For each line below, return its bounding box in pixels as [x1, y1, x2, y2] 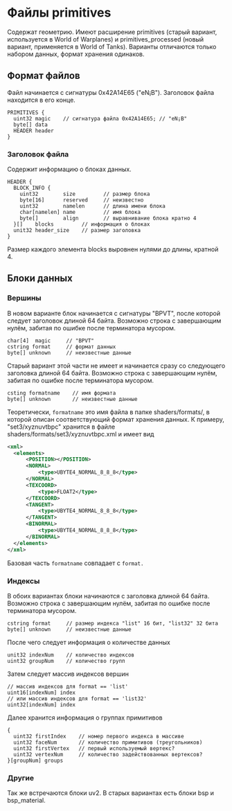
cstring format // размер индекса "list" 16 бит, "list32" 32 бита [7, 620, 218, 627]
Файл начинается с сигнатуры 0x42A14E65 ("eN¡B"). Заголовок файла [7, 88, 215, 96]
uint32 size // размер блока [19, 190, 150, 198]
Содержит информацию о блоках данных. [7, 165, 132, 174]
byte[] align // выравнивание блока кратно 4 [19, 215, 197, 222]
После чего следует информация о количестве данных [7, 638, 171, 646]
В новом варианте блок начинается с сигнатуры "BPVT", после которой [7, 309, 220, 317]
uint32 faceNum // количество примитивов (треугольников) [13, 739, 203, 746]
